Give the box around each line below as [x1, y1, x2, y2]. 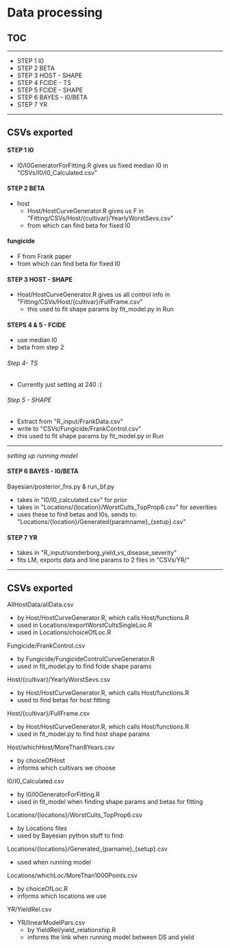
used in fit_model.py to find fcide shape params [16, 662, 152, 670]
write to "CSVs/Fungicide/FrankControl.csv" [16, 424, 142, 433]
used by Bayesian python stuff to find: [16, 831, 125, 840]
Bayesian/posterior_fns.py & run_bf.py [7, 482, 115, 491]
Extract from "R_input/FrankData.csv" [16, 417, 123, 425]
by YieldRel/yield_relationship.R [27, 926, 116, 934]
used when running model [16, 858, 91, 866]
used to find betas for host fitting [16, 696, 110, 704]
